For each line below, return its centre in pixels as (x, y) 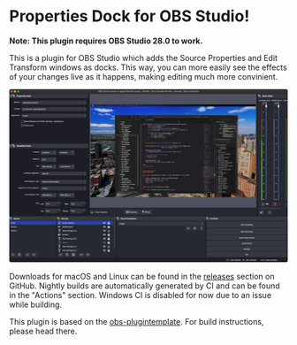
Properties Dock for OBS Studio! (129, 16)
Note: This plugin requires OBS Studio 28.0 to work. (106, 41)
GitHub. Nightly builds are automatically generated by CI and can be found (145, 286)
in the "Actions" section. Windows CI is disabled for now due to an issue (141, 295)
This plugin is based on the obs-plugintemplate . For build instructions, (137, 322)
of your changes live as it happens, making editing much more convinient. (144, 76)
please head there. (43, 331)
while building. (36, 305)
